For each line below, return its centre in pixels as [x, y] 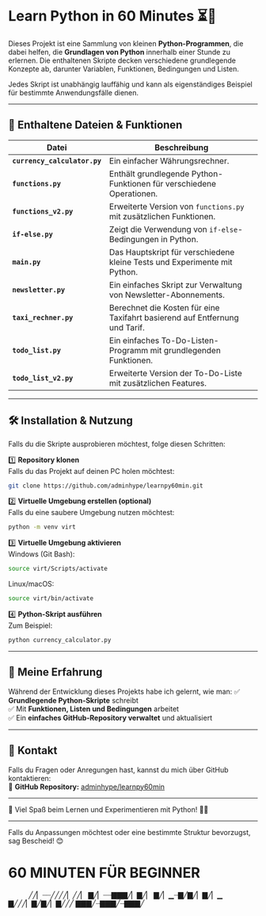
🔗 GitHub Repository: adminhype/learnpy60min [86, 787]
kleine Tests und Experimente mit [171, 262]
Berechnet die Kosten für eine [165, 307]
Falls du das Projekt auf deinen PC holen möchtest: [91, 471]
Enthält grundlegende [150, 174]
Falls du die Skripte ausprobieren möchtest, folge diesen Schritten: [117, 444]
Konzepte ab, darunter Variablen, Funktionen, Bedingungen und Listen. [124, 68]
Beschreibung [181, 147]
